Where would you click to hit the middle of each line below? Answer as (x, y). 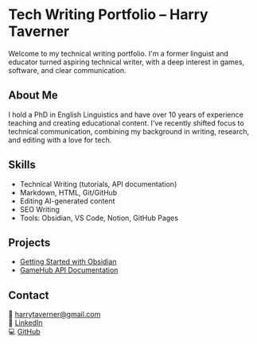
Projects (29, 243)
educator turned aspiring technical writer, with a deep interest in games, (127, 62)
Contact (29, 295)
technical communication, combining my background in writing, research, (129, 131)
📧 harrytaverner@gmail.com (55, 315)
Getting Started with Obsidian (68, 262)
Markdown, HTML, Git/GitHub (68, 192)
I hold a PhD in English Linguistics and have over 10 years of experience (126, 114)
